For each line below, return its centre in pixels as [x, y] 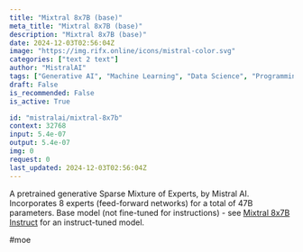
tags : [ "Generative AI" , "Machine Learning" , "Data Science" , [129, 76]
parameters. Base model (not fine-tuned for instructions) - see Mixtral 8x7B [150, 212]
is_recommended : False [52, 93]
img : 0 [22, 151]
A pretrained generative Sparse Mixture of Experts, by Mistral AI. [129, 193]
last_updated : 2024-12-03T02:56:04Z [78, 167]
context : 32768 [38, 126]
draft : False [34, 85]
